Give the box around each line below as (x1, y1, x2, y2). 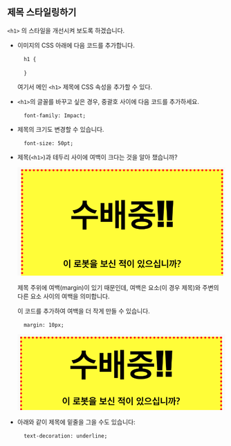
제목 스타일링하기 (7, 6, 77, 19)
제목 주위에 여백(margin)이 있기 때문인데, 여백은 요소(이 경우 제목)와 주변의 (17, 283, 219, 291)
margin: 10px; (24, 321, 64, 328)
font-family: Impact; (24, 112, 86, 119)
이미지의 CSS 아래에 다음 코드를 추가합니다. (17, 41, 135, 49)
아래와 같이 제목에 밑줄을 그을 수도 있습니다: (17, 418, 136, 426)
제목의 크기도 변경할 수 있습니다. (17, 125, 104, 133)
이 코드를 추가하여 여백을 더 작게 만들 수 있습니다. (17, 307, 150, 315)
